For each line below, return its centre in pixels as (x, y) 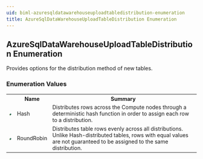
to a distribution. (72, 120)
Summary (123, 99)
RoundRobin (32, 138)
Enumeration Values (37, 84)
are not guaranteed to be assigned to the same (110, 141)
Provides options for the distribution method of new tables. (79, 68)
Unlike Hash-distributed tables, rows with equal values (121, 135)
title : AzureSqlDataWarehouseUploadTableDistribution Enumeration (92, 19)
